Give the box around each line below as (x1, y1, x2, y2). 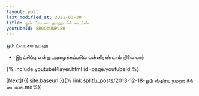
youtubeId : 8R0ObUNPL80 (6, 25, 66, 32)
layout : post (6, 8, 39, 15)
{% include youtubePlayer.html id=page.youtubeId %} (6, 66, 140, 73)
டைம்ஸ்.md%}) (6, 84, 43, 91)
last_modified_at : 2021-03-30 (6, 14, 82, 20)
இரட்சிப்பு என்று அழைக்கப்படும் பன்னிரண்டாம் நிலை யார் (14, 54, 145, 61)
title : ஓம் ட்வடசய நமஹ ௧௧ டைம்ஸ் (6, 20, 89, 26)
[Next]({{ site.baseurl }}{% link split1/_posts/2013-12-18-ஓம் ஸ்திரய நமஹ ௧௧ (6, 77, 194, 84)
